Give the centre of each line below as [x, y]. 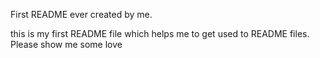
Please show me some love [66, 44]
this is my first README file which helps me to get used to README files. [160, 33]
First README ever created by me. [81, 14]
